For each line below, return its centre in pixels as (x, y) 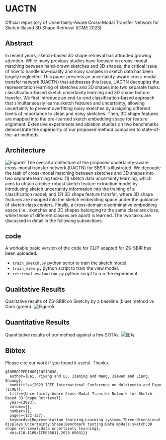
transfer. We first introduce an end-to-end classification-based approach (80, 98)
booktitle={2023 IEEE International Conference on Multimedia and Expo (85, 385)
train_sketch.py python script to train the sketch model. (70, 263)
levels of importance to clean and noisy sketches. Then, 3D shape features (82, 113)
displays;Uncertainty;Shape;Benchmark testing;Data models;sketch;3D (79, 424)
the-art (12, 134)
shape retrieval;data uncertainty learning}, (53, 429)
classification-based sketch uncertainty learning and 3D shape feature (78, 92)
